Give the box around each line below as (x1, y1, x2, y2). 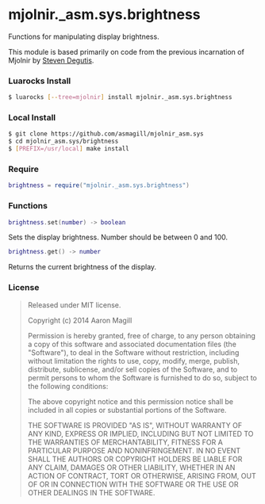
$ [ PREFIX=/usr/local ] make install (8, 145, 129, 153)
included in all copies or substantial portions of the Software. (27, 405, 227, 414)
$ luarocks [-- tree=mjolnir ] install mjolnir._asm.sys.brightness (8, 94, 232, 101)
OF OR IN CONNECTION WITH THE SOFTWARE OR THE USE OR (27, 479, 239, 489)
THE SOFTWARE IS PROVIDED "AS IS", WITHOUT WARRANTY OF (27, 420, 243, 430)
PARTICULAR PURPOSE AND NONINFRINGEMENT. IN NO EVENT (27, 445, 241, 455)
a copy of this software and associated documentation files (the (27, 339, 236, 349)
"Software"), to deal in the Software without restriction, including (27, 347, 240, 357)
